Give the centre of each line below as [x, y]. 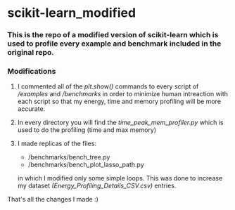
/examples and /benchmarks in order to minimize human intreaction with [123, 94]
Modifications [32, 72]
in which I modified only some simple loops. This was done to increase [120, 178]
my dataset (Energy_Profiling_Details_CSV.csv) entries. [97, 186]
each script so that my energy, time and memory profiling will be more [119, 101]
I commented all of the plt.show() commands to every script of [108, 86]
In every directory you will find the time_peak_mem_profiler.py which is [120, 123]
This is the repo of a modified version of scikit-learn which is [113, 35]
